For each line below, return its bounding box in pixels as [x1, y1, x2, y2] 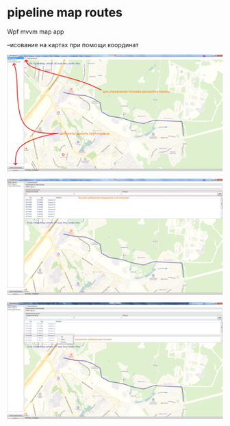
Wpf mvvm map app [7, 27, 64, 36]
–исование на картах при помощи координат [7, 40, 139, 49]
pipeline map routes [7, 5, 123, 21]
